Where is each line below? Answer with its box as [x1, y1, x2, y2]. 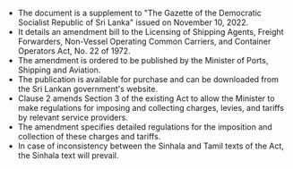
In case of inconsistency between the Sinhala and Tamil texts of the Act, [17, 140, 285, 151]
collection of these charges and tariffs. [17, 131, 161, 141]
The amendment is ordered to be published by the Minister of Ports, [17, 55, 269, 65]
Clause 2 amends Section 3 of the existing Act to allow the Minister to [17, 93, 275, 104]
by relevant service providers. [17, 112, 128, 123]
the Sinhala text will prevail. [17, 150, 119, 160]
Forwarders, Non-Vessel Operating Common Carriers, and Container [17, 36, 271, 46]
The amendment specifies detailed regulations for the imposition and [17, 122, 273, 132]
